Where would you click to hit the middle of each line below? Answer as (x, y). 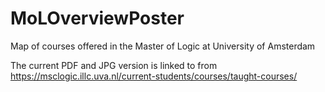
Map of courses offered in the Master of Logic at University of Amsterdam (163, 46)
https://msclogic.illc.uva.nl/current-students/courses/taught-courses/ (154, 76)
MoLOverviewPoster (97, 18)
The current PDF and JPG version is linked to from (114, 65)
